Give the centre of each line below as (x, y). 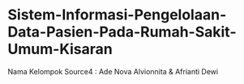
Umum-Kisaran (60, 49)
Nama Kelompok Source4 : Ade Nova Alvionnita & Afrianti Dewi (113, 71)
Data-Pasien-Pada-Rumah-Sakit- (122, 32)
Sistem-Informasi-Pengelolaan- (117, 15)
